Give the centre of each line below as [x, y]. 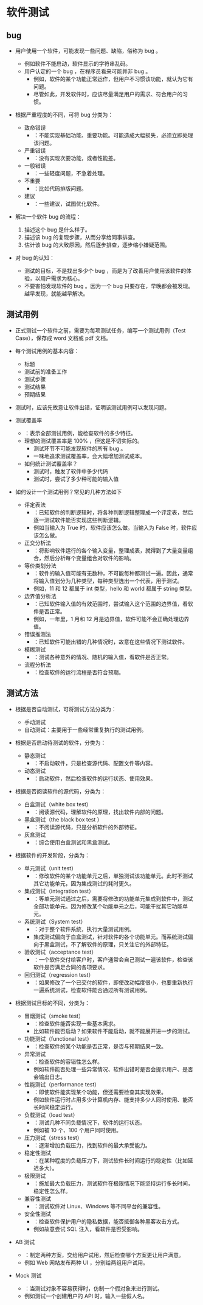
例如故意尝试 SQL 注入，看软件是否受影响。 [88, 1229]
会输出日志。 [49, 1077]
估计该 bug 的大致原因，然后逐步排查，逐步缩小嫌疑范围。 [97, 245]
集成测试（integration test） [59, 891]
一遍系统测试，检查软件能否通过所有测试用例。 [92, 990]
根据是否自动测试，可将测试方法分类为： [66, 709]
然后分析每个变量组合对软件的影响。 [89, 558]
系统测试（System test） [55, 921]
